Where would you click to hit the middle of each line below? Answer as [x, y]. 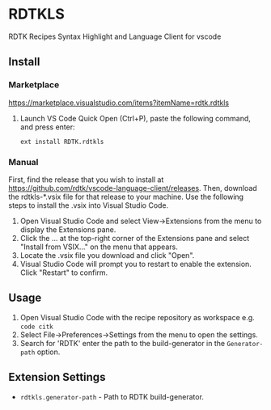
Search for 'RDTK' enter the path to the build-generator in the [122, 343]
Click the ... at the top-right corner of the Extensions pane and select [135, 238]
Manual [23, 162]
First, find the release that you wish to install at [86, 180]
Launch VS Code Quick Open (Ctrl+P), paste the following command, [135, 118]
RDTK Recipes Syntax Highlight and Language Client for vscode [115, 36]
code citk [37, 327]
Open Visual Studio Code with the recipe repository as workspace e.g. [137, 317]
